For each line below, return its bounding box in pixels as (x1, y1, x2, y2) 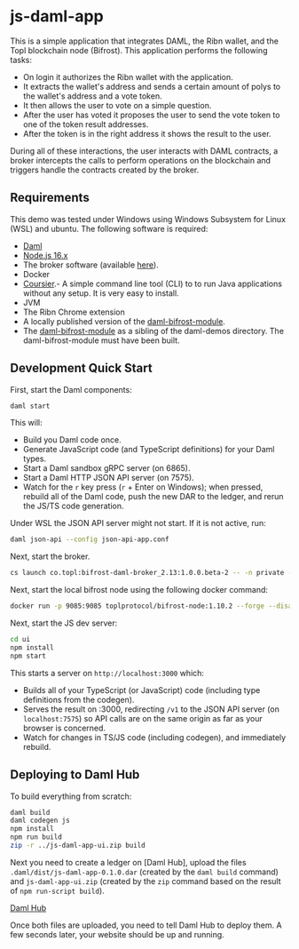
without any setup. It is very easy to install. (22, 287, 180, 299)
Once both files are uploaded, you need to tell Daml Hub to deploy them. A (10, 920, 282, 930)
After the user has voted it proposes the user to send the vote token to (22, 109, 280, 120)
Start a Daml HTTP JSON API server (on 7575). (22, 473, 194, 483)
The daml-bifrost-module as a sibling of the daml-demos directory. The (22, 325, 285, 336)
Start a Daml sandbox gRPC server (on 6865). (22, 463, 191, 474)
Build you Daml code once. (22, 435, 122, 445)
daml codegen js (10, 816, 70, 825)
